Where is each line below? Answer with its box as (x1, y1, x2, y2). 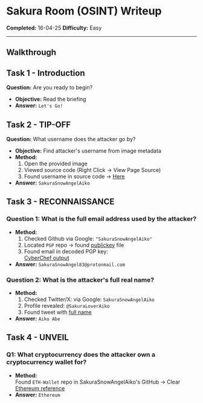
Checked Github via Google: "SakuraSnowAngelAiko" (24, 235, 153, 242)
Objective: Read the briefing (14, 95, 86, 103)
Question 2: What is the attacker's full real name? (6, 276, 155, 284)
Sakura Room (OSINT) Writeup (6, 4, 162, 18)
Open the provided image (24, 160, 88, 167)
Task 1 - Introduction (6, 68, 85, 78)
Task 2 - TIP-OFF (6, 119, 71, 130)
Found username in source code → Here (24, 173, 125, 180)
